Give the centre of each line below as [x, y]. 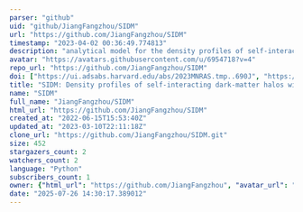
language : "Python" [46, 169]
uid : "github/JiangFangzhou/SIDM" [74, 26]
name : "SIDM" [34, 93]
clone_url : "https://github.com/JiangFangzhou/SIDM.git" [119, 135]
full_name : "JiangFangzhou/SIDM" [72, 101]
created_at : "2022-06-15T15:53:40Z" [78, 118]
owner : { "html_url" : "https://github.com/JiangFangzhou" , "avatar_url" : [149, 186]
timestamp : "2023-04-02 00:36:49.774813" [88, 43]
